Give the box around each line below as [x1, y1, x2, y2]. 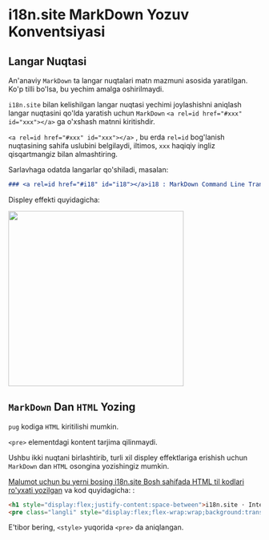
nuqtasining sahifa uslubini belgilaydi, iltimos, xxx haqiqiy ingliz [8, 141, 216, 150]
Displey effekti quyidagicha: [8, 195, 100, 204]
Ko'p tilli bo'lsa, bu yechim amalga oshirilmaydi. [8, 84, 164, 94]
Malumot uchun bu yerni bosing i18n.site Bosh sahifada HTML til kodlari [8, 477, 244, 486]
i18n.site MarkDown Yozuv [8, 6, 190, 24]
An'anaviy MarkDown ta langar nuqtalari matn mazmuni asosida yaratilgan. [8, 76, 248, 85]
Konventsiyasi [8, 22, 106, 41]
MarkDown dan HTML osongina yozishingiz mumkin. [8, 461, 170, 470]
